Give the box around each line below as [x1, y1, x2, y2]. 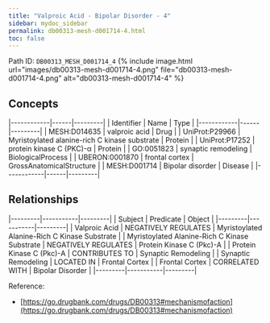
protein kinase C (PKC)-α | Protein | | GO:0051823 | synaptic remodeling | [8, 144, 252, 154]
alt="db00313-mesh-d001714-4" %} [63, 73, 185, 83]
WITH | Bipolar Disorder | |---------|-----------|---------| [8, 265, 197, 275]
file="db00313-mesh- [160, 65, 233, 75]
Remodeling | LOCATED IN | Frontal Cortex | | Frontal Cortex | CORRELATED [8, 257, 260, 267]
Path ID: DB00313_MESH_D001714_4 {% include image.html [8, 56, 193, 66]
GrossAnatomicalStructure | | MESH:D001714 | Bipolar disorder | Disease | [8, 161, 254, 171]
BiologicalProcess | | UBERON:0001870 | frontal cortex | [8, 152, 194, 162]
